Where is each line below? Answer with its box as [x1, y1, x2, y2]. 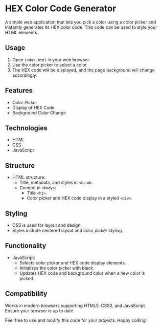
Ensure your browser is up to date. [5, 307, 75, 313]
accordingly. [12, 72, 38, 78]
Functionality [5, 241, 46, 250]
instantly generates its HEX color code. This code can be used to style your [5, 24, 158, 30]
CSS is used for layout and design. [12, 222, 82, 228]
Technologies [5, 124, 48, 132]
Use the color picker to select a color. [12, 62, 88, 67]
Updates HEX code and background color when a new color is [19, 270, 145, 276]
